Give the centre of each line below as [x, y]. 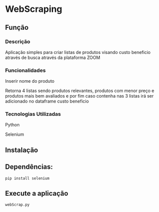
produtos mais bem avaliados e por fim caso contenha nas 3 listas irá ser [79, 96]
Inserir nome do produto [30, 81]
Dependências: [29, 167]
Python [12, 125]
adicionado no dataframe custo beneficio [47, 101]
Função [17, 27]
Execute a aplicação [37, 193]
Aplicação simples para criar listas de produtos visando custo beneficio [78, 52]
